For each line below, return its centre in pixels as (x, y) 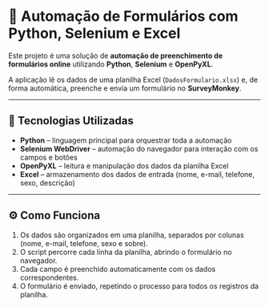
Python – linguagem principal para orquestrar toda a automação (126, 140)
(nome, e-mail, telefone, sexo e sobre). (84, 243)
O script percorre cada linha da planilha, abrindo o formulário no (126, 252)
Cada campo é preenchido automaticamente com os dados (118, 269)
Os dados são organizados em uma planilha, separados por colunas (132, 235)
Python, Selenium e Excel (94, 33)
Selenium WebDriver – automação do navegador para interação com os (139, 148)
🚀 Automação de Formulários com (123, 16)
